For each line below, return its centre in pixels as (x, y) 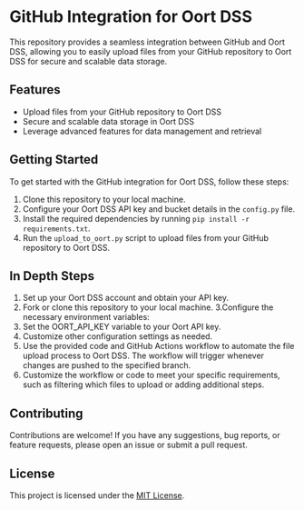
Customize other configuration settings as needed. (118, 336)
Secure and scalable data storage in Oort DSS (108, 121)
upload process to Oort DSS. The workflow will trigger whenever (143, 355)
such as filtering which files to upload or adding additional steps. (143, 385)
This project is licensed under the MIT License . (97, 495)
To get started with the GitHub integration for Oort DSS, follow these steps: (149, 181)
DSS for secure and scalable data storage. (88, 61)
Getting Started (54, 160)
